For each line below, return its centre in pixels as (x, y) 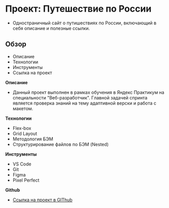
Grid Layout (25, 133)
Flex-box (22, 128)
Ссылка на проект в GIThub (42, 200)
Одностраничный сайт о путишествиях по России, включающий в (84, 23)
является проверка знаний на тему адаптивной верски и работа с (84, 103)
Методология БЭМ (33, 139)
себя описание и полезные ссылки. (51, 28)
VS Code (22, 164)
